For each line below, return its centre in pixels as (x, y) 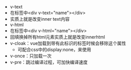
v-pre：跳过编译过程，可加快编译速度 (49, 62)
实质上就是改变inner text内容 (40, 19)
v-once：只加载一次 (31, 56)
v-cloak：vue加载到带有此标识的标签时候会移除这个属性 (68, 43)
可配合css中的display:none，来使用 (54, 50)
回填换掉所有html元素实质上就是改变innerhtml (57, 37)
